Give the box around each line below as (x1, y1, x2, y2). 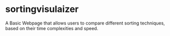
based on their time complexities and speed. (5, 25, 98, 31)
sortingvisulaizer (5, 3, 79, 15)
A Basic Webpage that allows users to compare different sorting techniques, (5, 20, 165, 26)
